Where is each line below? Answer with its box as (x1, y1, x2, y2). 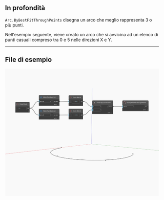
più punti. (5, 22, 24, 28)
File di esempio (5, 56, 52, 64)
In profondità (5, 4, 45, 12)
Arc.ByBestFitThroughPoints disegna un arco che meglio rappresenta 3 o (5, 17, 152, 22)
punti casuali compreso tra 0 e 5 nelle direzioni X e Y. (5, 37, 112, 43)
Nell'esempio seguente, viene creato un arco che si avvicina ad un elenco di (5, 31, 159, 37)
